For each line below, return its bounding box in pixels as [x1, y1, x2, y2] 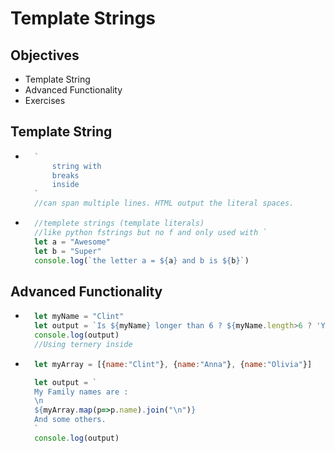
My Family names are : [34, 387, 129, 397]
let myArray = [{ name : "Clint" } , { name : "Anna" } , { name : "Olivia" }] [34, 359, 313, 369]
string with [51, 161, 102, 171]
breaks [51, 170, 80, 181]
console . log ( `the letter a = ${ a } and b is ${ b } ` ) [34, 255, 250, 266]
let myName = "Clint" [34, 312, 125, 322]
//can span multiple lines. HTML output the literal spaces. [34, 198, 295, 209]
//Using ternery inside [34, 339, 133, 349]
